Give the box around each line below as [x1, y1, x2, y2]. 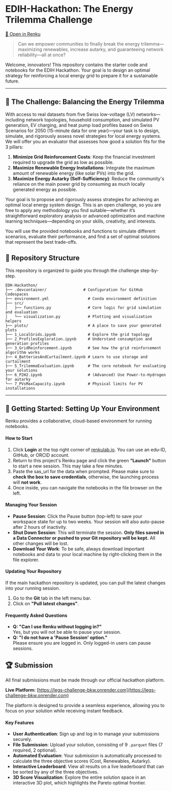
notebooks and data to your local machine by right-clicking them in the [12, 551, 162, 557]
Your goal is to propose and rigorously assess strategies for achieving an [5, 196, 160, 202]
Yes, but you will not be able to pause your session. [12, 629, 121, 635]
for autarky [5, 377, 31, 382]
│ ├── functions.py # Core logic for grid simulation [5, 305, 161, 310]
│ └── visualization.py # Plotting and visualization [5, 314, 153, 319]
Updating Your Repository [5, 568, 62, 574]
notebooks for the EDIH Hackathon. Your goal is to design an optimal [5, 67, 150, 73]
